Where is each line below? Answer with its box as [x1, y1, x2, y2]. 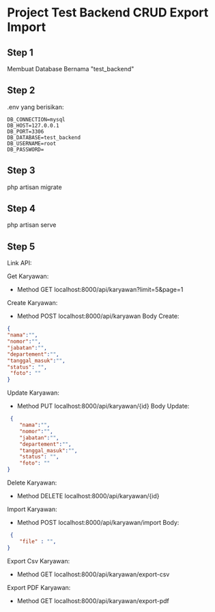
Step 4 [7, 203, 36, 215]
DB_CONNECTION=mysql [7, 116, 66, 123]
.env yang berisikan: [7, 103, 64, 111]
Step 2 [7, 84, 35, 97]
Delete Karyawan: [7, 478, 57, 487]
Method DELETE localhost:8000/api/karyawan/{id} [16, 492, 160, 500]
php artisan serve [7, 221, 57, 229]
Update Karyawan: [7, 389, 60, 397]
